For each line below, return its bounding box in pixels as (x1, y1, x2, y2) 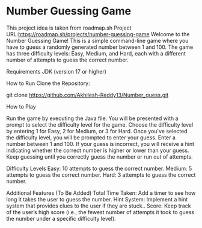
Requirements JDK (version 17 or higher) (6, 68, 107, 75)
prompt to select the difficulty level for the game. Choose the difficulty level (6, 121, 194, 128)
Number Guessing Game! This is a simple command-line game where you (6, 37, 189, 44)
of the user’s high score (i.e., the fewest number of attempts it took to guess (6, 208, 194, 215)
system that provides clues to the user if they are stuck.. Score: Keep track (6, 202, 191, 209)
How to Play (6, 103, 36, 110)
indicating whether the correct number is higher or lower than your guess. (6, 147, 189, 154)
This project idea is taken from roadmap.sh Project (6, 24, 132, 31)
